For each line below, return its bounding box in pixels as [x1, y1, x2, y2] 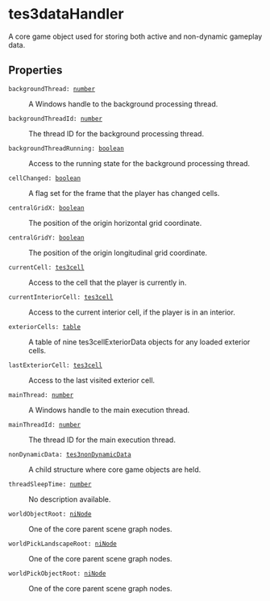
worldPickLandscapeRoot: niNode [8, 540, 117, 548]
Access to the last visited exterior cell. [28, 375, 156, 385]
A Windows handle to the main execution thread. [28, 405, 190, 415]
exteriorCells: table [8, 323, 81, 331]
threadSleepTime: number [8, 480, 92, 488]
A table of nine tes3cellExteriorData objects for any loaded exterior [28, 336, 251, 347]
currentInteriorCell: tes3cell [8, 293, 114, 301]
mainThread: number [8, 390, 74, 399]
